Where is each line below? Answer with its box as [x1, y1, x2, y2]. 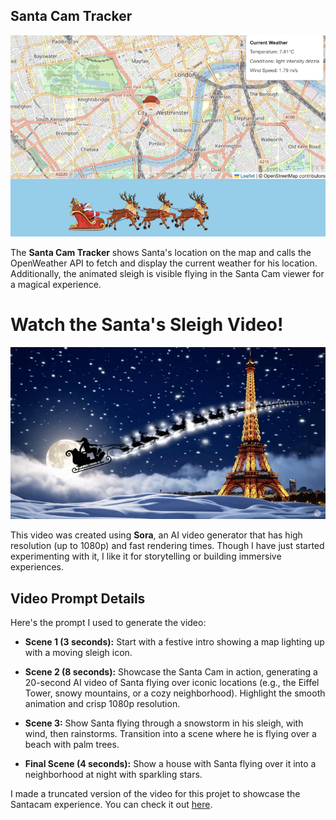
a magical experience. [10, 279, 102, 291]
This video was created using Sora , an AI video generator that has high [10, 529, 303, 541]
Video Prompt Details [10, 590, 146, 607]
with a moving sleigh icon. [24, 647, 133, 659]
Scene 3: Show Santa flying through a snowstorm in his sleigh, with [24, 717, 304, 729]
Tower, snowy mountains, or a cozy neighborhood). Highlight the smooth [24, 687, 326, 699]
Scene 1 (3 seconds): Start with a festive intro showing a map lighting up [24, 636, 325, 648]
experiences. [10, 561, 65, 573]
